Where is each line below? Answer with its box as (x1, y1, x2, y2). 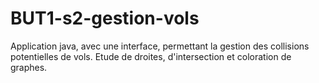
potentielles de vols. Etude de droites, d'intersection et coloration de (10, 50, 292, 62)
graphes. (10, 61, 48, 73)
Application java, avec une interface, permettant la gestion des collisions (10, 40, 310, 52)
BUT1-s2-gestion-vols (10, 7, 200, 30)
